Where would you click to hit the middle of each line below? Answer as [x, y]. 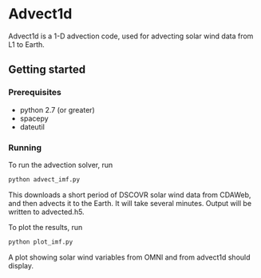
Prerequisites [35, 93]
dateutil [32, 127]
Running [25, 147]
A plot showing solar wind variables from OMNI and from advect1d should [129, 257]
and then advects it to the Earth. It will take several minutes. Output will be [130, 203]
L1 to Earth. [27, 44]
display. [21, 265]
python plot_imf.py [41, 242]
